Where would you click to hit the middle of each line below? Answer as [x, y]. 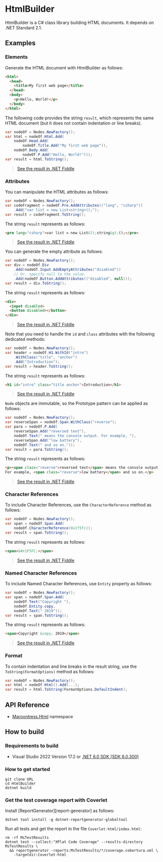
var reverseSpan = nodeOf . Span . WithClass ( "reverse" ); [61, 422]
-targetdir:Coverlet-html [40, 855]
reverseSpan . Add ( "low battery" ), [48, 440]
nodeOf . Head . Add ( [31, 141]
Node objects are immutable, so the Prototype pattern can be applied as [76, 403]
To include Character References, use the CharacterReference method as [78, 505]
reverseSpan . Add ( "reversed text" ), [50, 431]
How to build [25, 732]
